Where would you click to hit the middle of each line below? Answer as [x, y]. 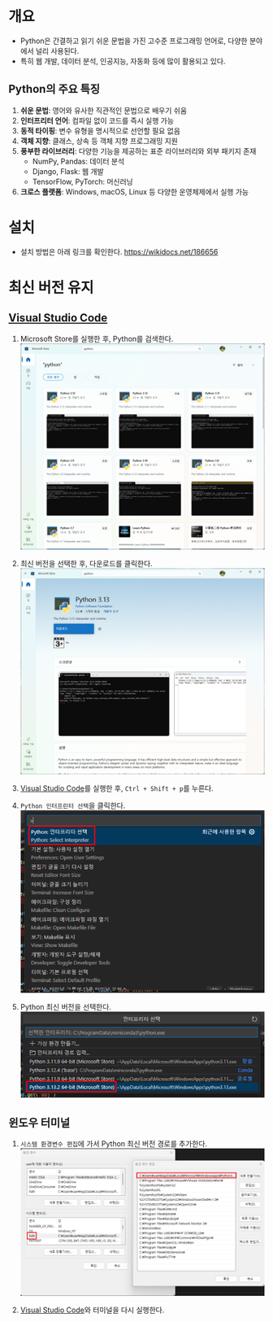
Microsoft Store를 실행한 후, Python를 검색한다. [97, 338]
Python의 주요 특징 [54, 89]
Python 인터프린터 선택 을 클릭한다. [73, 805]
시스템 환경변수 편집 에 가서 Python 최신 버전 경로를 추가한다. [114, 1144]
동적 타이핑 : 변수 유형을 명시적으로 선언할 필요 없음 [100, 130]
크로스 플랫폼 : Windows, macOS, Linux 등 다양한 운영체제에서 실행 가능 [134, 191]
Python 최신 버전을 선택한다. [66, 1006]
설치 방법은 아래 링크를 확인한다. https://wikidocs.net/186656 [119, 251]
